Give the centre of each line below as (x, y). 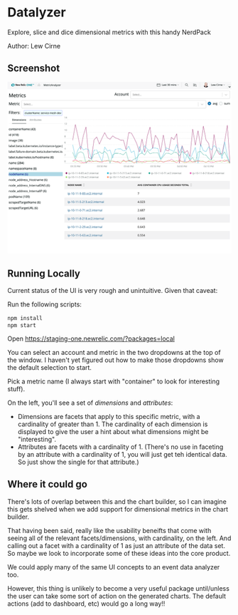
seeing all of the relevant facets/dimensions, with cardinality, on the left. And (119, 538)
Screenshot (34, 68)
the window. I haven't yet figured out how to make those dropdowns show (115, 360)
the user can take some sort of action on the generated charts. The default (117, 596)
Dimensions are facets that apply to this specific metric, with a (109, 416)
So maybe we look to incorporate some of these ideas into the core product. (119, 553)
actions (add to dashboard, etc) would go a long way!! (86, 604)
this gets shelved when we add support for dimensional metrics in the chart (118, 509)
